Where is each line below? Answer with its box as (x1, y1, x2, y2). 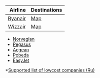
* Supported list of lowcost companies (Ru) (5, 67, 95, 73)
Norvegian (12, 36, 35, 42)
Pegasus (12, 41, 31, 47)
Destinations (30, 7, 62, 13)
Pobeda (12, 52, 29, 58)
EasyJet (12, 57, 29, 63)
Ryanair (8, 15, 26, 22)
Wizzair (8, 23, 26, 30)
